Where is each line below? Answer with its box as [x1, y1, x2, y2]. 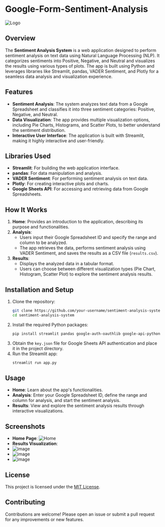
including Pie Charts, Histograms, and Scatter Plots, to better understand [12, 122, 161, 128]
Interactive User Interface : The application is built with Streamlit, [12, 132, 145, 138]
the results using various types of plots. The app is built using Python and [5, 63, 155, 69]
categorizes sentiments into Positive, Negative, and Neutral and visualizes [5, 58, 155, 64]
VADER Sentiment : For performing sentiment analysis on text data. [12, 175, 149, 181]
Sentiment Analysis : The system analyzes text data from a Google [12, 101, 148, 107]
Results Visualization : [12, 441, 58, 446]
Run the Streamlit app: [12, 351, 58, 357]
